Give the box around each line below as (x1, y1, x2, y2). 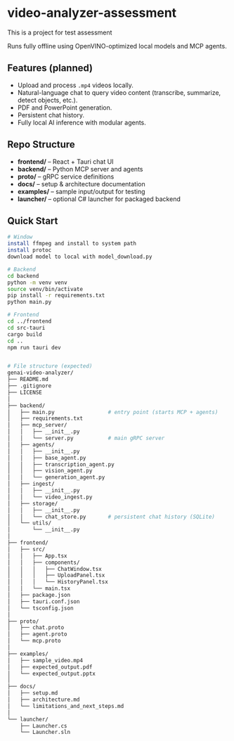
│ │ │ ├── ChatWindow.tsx (7, 565, 102, 572)
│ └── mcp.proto (7, 638, 61, 645)
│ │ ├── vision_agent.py (7, 468, 93, 475)
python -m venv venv (7, 279, 68, 286)
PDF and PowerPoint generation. (17, 103, 112, 112)
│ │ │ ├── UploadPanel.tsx (7, 572, 105, 579)
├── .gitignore (7, 382, 52, 389)
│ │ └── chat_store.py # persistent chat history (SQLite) (7, 513, 216, 520)
